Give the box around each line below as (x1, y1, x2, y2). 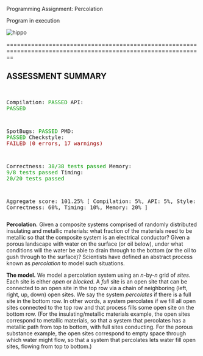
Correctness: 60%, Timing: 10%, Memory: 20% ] (6, 204, 148, 211)
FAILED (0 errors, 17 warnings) (6, 140, 103, 147)
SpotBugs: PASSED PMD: (6, 127, 74, 135)
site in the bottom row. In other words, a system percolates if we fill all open (6, 297, 196, 304)
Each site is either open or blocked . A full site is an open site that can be (6, 277, 188, 285)
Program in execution (6, 17, 60, 24)
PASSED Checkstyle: (6, 133, 65, 141)
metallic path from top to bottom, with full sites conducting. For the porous (6, 323, 193, 330)
